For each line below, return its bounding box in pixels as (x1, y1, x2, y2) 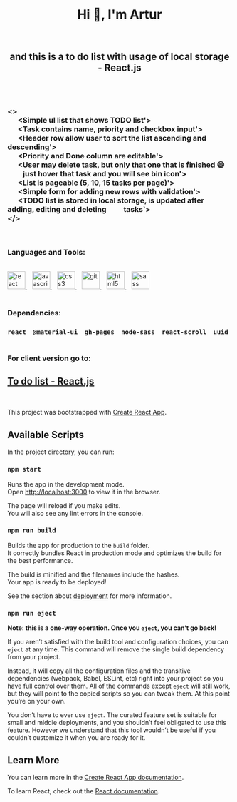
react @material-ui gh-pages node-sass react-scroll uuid (7, 328, 229, 336)
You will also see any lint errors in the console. (7, 509, 144, 517)
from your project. (7, 653, 60, 661)
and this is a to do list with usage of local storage (9, 51, 230, 63)
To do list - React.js (7, 375, 95, 387)
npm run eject (7, 609, 56, 617)
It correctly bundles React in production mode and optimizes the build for (7, 549, 222, 557)
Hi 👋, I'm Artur (77, 6, 162, 23)
